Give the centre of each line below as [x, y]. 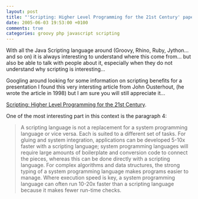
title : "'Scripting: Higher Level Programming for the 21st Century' [93, 17]
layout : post [22, 12]
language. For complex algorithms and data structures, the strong [100, 165]
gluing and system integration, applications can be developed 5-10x [103, 140]
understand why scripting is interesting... [56, 69]
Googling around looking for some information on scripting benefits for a [94, 81]
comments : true [25, 28]
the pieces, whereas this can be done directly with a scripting [95, 159]
